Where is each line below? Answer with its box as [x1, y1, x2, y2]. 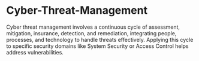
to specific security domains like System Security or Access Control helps [6, 42, 189, 50]
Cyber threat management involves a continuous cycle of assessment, [6, 23, 180, 30]
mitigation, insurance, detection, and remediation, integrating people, [6, 29, 177, 36]
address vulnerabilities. [6, 48, 64, 56]
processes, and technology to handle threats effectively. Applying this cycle [6, 36, 194, 43]
